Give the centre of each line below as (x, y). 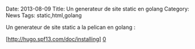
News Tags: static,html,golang (44, 15)
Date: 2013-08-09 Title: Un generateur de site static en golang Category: (97, 9)
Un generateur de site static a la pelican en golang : (71, 27)
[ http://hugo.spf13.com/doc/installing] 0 (56, 39)
